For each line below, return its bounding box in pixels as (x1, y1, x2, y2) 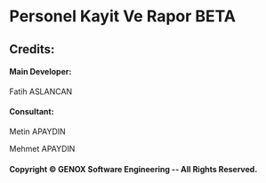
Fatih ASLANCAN (9, 86, 73, 97)
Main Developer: (9, 67, 72, 77)
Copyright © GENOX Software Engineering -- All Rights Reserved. (9, 163, 258, 174)
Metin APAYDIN (9, 126, 67, 137)
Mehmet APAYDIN (9, 143, 76, 154)
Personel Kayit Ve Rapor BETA (9, 6, 236, 27)
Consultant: (9, 107, 55, 117)
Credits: (9, 42, 55, 57)
